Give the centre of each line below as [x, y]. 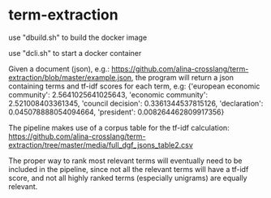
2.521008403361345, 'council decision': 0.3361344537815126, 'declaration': [136, 103]
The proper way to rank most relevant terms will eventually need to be [125, 161]
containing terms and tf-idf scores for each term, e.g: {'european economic [134, 86]
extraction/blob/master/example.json [70, 77]
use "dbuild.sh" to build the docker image [78, 37]
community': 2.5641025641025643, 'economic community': [108, 94]
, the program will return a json [182, 77]
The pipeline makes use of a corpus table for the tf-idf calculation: [119, 127]
